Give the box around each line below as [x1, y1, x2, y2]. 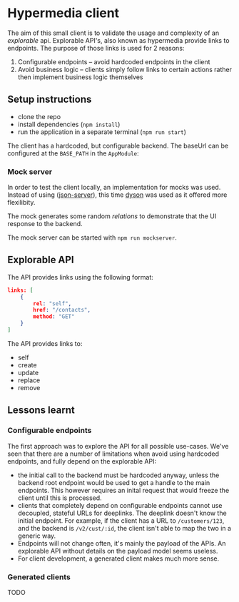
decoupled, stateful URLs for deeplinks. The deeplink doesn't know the [17, 509, 227, 517]
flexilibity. [7, 198, 36, 207]
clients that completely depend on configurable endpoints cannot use [17, 501, 223, 509]
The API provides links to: [7, 339, 83, 347]
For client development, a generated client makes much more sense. [17, 554, 220, 563]
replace [17, 376, 41, 384]
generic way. [17, 531, 56, 540]
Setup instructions [7, 93, 92, 106]
